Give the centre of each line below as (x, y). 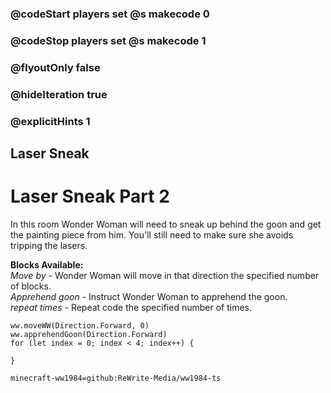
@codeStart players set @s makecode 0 (110, 14)
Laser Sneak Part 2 (90, 196)
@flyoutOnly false (55, 67)
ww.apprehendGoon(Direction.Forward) (89, 334)
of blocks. (31, 286)
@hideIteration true (59, 94)
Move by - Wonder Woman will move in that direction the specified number (165, 275)
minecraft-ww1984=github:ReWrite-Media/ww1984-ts (116, 378)
